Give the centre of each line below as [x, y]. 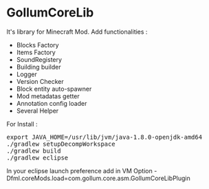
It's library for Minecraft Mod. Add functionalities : [77, 32]
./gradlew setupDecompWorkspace [61, 144]
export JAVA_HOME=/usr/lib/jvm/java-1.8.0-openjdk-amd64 [104, 137]
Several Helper [37, 111]
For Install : [22, 124]
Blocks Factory [37, 45]
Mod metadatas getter [48, 96]
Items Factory [36, 52]
